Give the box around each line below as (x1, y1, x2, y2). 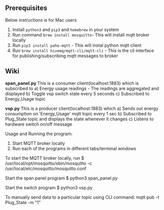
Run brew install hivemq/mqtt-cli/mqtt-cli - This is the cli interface (12, 47, 154, 53)
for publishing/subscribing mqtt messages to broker (12, 53, 119, 59)
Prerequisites (5, 4, 47, 12)
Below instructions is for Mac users (5, 17, 77, 23)
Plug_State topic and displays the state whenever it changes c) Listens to (5, 116, 154, 122)
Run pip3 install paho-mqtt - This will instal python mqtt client (12, 42, 142, 48)
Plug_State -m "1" (5, 199, 41, 205)
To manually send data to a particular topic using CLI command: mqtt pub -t (5, 194, 160, 200)
